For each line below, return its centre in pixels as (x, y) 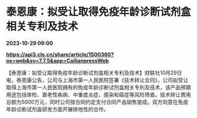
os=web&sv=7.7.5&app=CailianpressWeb (57, 60)
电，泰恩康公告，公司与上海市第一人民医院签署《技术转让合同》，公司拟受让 (97, 80)
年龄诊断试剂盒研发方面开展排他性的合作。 (57, 109)
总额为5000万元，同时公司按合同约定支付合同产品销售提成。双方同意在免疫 (97, 102)
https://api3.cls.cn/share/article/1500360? (60, 54)
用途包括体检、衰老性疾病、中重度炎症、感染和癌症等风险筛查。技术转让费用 (98, 95)
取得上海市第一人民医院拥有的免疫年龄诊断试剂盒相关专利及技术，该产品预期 (98, 87)
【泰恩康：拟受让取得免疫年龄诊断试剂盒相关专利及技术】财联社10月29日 (94, 72)
